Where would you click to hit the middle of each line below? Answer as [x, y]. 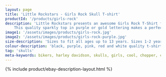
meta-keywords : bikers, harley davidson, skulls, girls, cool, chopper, [82, 55]
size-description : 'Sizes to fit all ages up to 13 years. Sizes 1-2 [78, 42]
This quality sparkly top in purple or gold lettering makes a [81, 28]
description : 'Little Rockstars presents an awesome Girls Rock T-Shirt [82, 23]
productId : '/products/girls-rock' [42, 19]
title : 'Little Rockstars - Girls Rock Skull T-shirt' [63, 14]
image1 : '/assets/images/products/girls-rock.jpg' [58, 32]
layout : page [19, 10]
